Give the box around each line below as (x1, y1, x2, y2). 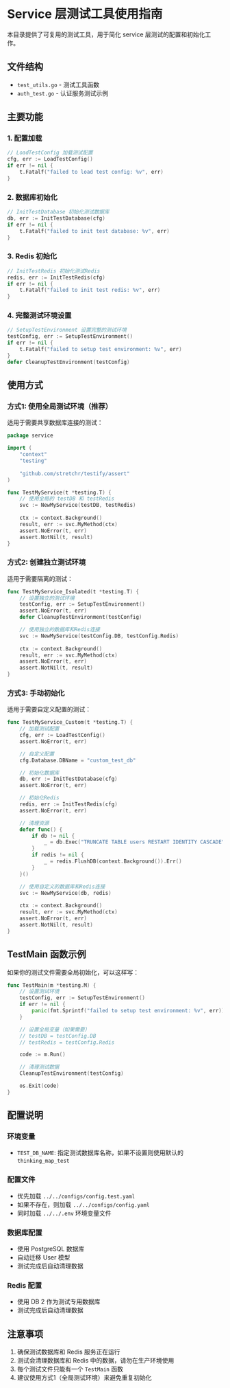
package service (7, 432, 53, 440)
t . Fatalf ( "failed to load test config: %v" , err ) (19, 169, 164, 176)
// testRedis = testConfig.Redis (19, 1038, 115, 1046)
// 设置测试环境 (19, 988, 60, 995)
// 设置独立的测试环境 (19, 595, 75, 602)
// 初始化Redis (19, 795, 60, 801)
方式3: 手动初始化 (7, 688, 65, 698)
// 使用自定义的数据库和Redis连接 (19, 883, 105, 890)
